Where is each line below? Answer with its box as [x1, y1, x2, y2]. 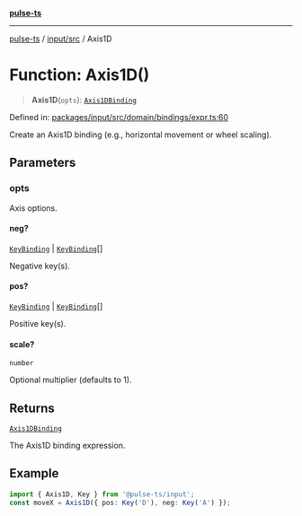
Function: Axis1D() [9, 65, 150, 85]
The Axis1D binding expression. [9, 440, 126, 451]
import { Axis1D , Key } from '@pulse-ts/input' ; [9, 489, 195, 499]
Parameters [9, 155, 76, 171]
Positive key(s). [9, 319, 67, 329]
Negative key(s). [9, 260, 70, 271]
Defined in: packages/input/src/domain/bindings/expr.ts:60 [9, 111, 229, 122]
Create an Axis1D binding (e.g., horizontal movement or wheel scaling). [9, 129, 272, 140]
